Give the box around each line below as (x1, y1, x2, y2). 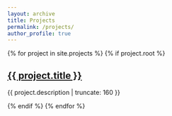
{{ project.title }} (7, 70, 83, 82)
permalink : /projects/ (7, 23, 74, 30)
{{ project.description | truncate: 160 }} (7, 89, 120, 97)
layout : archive (7, 10, 55, 18)
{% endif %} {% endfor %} (7, 102, 86, 110)
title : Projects (7, 17, 55, 24)
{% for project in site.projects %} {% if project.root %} (7, 49, 166, 58)
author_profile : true (7, 30, 71, 37)
